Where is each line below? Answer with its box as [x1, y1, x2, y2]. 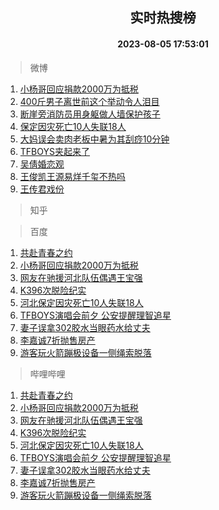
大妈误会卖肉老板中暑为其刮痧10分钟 [19, 133, 170, 145]
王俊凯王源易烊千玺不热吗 [19, 170, 126, 182]
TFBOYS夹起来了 [19, 145, 90, 157]
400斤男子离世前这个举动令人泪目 [19, 95, 160, 107]
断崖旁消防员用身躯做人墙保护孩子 [19, 108, 161, 120]
